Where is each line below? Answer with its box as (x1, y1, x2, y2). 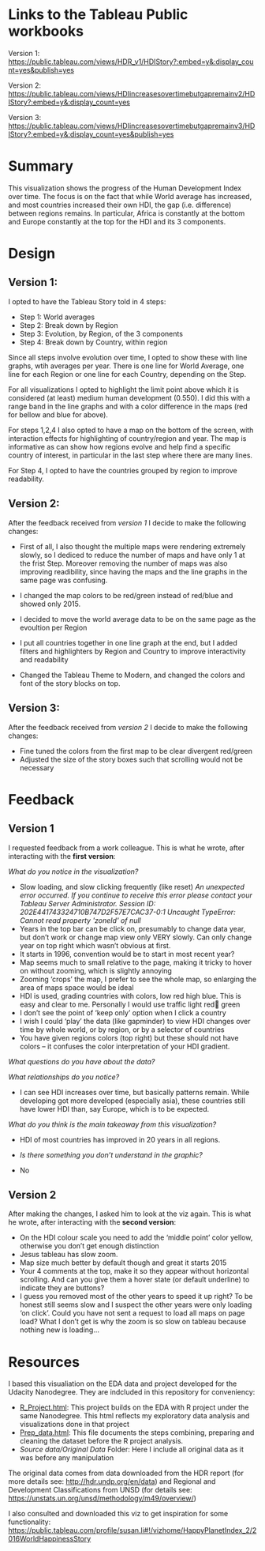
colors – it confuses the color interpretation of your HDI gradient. (19, 1041, 230, 1051)
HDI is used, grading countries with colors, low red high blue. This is (19, 991, 242, 1000)
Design (8, 245, 56, 262)
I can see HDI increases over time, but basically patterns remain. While (19, 1087, 250, 1097)
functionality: (8, 1517, 51, 1527)
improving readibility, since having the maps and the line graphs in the (19, 567, 248, 576)
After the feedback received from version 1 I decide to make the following (8, 518, 247, 527)
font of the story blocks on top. (19, 678, 121, 688)
